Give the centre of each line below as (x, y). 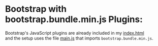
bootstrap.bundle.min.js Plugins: (74, 19)
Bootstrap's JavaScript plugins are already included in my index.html (75, 33)
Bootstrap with (36, 9)
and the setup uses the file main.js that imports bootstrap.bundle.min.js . (79, 38)
